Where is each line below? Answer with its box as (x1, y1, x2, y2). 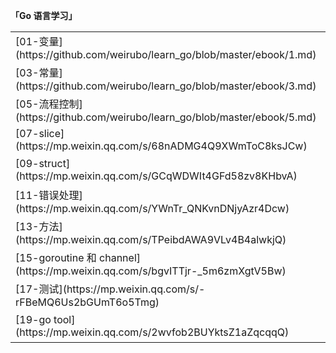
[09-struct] (15, 157, 71, 170)
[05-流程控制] (15, 97, 83, 111)
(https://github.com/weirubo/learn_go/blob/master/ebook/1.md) (15, 48, 317, 61)
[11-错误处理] (15, 189, 83, 202)
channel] (99, 251, 142, 264)
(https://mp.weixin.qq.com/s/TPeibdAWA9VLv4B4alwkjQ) (15, 233, 287, 246)
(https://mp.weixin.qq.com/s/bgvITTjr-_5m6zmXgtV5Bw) (15, 264, 287, 278)
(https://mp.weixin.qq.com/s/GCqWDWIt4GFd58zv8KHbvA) (15, 169, 298, 183)
